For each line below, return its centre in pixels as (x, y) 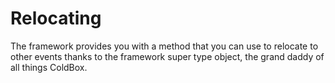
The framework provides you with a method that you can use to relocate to (164, 46)
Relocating (56, 18)
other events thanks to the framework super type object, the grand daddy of (167, 56)
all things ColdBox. (49, 67)
